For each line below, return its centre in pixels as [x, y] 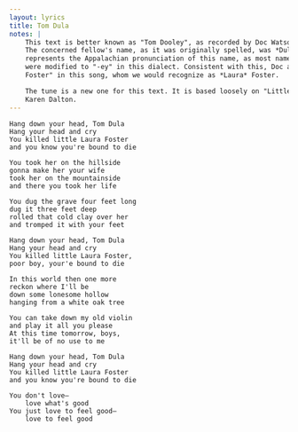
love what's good [57, 403]
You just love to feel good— [63, 411]
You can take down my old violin [71, 318]
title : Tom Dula [39, 26]
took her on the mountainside [65, 178]
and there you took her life [63, 186]
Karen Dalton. [51, 99]
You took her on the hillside [65, 162]
